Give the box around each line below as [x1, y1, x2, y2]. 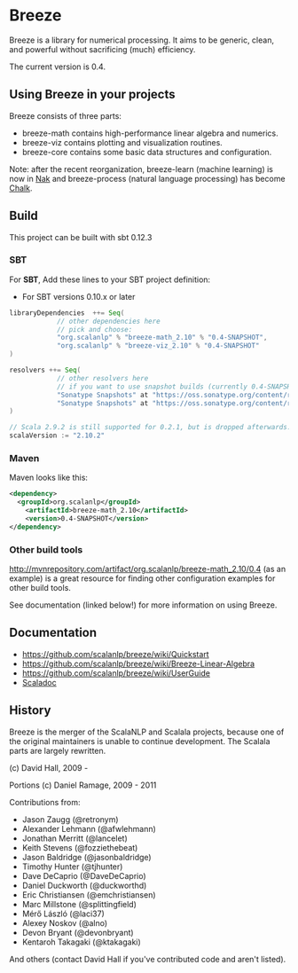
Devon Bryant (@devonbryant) [21, 927, 135, 938]
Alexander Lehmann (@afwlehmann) [21, 823, 157, 834]
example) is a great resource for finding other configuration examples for [9, 573, 276, 584]
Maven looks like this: [9, 472, 89, 483]
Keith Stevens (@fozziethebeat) [21, 842, 138, 852]
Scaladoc [21, 677, 57, 687]
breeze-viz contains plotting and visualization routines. [21, 137, 223, 147]
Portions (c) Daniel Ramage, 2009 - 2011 [9, 780, 157, 790]
